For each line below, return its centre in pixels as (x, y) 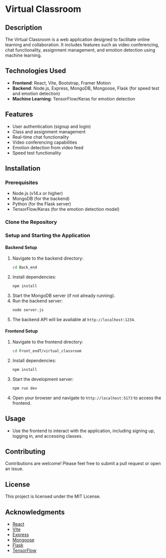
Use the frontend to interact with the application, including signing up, (83, 431)
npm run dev (25, 388)
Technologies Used (35, 71)
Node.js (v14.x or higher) (37, 193)
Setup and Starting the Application (48, 236)
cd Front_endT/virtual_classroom (47, 351)
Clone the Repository (31, 222)
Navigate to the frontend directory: (48, 342)
